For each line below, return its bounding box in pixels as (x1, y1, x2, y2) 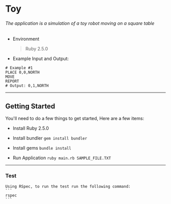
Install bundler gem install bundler (12, 135, 88, 141)
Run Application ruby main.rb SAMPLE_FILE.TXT (12, 155, 111, 161)
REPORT (5, 79, 19, 84)
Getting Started (5, 102, 55, 110)
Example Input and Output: (12, 55, 69, 62)
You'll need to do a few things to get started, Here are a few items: (5, 115, 144, 122)
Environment (12, 36, 40, 42)
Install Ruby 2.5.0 (12, 125, 49, 131)
